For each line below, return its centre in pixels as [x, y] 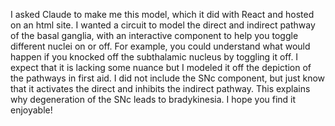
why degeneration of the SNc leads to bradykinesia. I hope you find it [153, 99]
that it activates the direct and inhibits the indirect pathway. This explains [160, 88]
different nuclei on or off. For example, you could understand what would [160, 46]
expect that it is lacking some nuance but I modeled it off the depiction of [161, 67]
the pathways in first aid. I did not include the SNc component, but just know [167, 78]
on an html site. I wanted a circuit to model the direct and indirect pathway [163, 25]
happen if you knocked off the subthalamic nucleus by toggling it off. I [154, 57]
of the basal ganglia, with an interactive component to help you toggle [154, 35]
